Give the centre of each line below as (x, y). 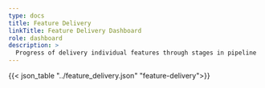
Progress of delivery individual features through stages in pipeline (136, 53)
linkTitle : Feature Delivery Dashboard (75, 30)
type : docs (26, 16)
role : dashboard (35, 38)
